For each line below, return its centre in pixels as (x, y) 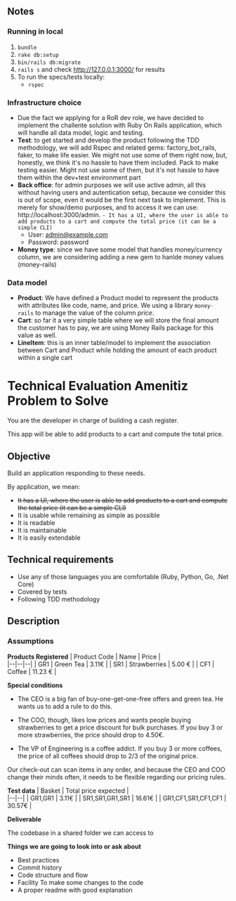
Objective (29, 456)
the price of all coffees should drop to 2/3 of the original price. (108, 756)
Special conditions (35, 685)
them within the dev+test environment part (79, 177)
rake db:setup (38, 55)
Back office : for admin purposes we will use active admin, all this (112, 185)
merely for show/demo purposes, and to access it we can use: (108, 207)
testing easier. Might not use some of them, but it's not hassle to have (118, 170)
